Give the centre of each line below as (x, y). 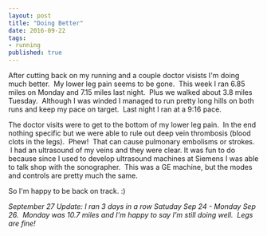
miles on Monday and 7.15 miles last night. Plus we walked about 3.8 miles (130, 92)
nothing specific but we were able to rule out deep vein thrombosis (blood (130, 133)
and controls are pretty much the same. (73, 175)
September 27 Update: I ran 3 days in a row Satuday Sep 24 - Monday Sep (132, 206)
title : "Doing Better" (46, 23)
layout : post (30, 16)
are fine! (22, 223)
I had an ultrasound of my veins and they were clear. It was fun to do (123, 150)
